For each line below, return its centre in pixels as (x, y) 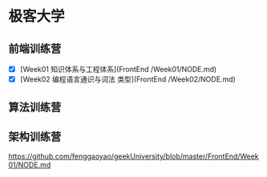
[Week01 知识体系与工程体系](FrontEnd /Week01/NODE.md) (118, 69)
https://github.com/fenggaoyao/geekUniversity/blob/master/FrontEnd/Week (133, 156)
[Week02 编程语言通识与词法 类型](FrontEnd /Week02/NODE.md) (128, 79)
